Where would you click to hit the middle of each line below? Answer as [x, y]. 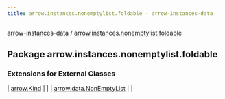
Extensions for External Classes [61, 74]
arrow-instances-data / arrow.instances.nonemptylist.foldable [95, 33]
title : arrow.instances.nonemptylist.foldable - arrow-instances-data [110, 13]
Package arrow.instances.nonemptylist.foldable [113, 54]
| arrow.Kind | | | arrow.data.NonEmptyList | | [70, 89]
